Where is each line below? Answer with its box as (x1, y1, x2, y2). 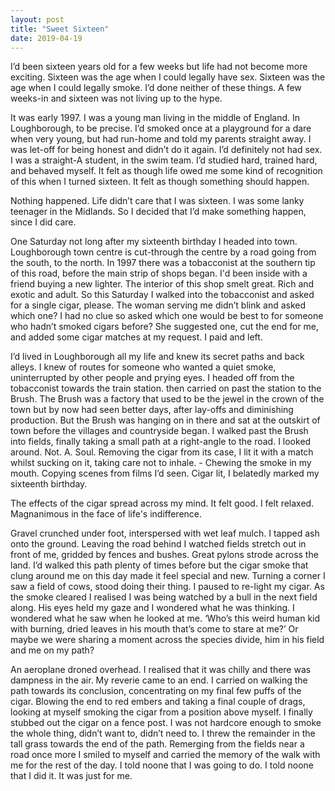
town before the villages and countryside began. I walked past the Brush (10, 425, 309, 437)
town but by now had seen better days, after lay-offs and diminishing (10, 404, 294, 416)
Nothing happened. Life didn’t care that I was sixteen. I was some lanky (10, 195, 305, 207)
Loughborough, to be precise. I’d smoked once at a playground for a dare (10, 122, 312, 135)
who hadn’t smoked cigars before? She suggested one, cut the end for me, (10, 321, 320, 333)
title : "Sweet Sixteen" (10, 24, 110, 34)
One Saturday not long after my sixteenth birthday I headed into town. (10, 236, 298, 248)
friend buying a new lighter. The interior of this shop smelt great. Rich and (10, 278, 315, 290)
